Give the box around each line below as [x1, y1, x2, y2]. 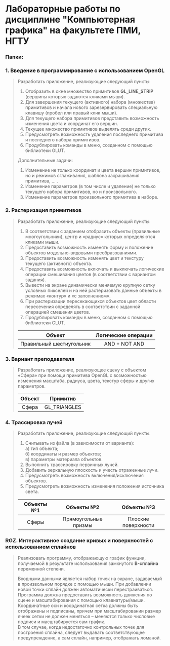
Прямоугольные [62, 515, 103, 522]
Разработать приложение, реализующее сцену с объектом [17, 367, 146, 373]
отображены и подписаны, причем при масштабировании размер [17, 607, 161, 614]
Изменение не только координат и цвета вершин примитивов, [25, 167, 161, 173]
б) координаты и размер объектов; [25, 451, 101, 457]
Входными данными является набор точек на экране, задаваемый [17, 576, 162, 582]
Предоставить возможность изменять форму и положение [25, 244, 153, 250]
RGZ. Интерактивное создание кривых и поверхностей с [5, 537, 153, 544]
